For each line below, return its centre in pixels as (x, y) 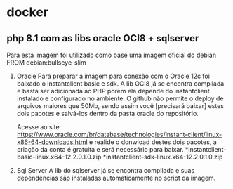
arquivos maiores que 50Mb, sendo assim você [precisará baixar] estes (120, 106)
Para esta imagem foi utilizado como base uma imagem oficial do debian (112, 55)
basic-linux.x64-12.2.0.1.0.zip (59, 157)
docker (27, 12)
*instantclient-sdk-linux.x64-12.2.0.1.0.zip (163, 157)
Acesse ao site (38, 127)
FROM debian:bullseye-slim (46, 63)
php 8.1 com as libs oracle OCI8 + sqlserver (103, 38)
